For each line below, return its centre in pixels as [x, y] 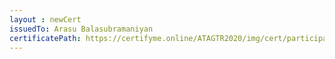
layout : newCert [45, 19]
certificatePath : [45, 38]
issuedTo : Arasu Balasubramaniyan [81, 29]
